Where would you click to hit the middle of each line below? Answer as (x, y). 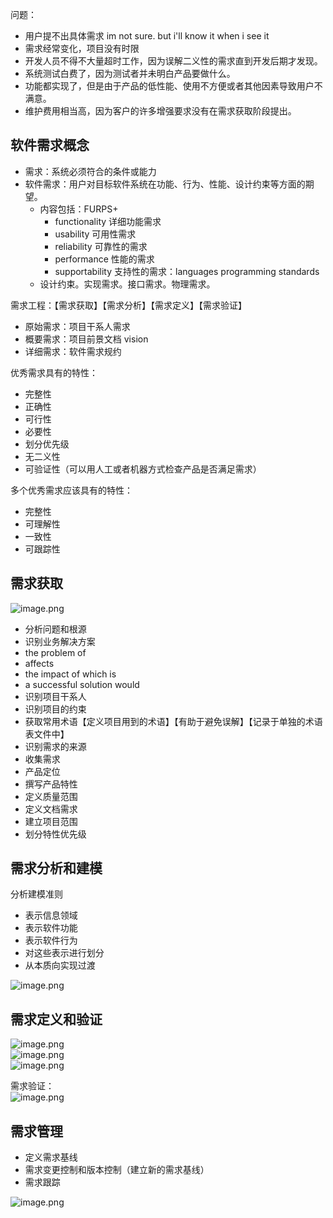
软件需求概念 (50, 145)
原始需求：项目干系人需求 (77, 326)
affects (39, 663)
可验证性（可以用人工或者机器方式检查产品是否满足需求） (143, 469)
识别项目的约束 (55, 709)
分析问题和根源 (55, 629)
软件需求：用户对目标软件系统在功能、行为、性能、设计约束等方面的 (165, 184)
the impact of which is (70, 674)
